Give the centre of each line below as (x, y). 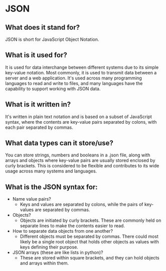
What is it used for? (36, 55)
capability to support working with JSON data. (53, 88)
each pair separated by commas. (39, 127)
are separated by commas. (62, 210)
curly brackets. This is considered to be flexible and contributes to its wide (82, 166)
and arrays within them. (44, 263)
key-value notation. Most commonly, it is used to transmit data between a (81, 72)
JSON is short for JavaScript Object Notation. (52, 39)
